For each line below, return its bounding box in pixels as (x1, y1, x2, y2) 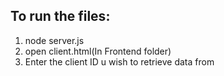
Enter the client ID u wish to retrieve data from (24, 55, 215, 68)
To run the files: (10, 8, 111, 25)
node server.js (24, 34, 85, 46)
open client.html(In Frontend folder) (24, 45, 172, 57)
